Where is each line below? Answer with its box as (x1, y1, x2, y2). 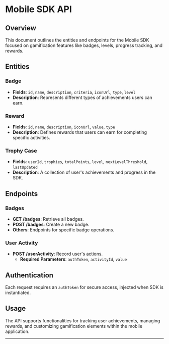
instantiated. (5, 289, 31, 296)
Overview (5, 24, 37, 32)
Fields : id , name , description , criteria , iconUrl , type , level (12, 89, 136, 95)
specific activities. (12, 134, 50, 140)
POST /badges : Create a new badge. (12, 221, 90, 227)
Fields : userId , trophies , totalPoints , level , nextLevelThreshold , (12, 159, 148, 165)
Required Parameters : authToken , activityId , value (20, 256, 127, 262)
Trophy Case (5, 147, 37, 154)
